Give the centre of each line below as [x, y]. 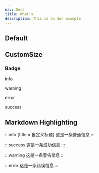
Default [16, 38]
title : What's [19, 14]
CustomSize [24, 55]
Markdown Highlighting [41, 122]
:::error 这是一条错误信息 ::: [32, 166]
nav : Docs [15, 9]
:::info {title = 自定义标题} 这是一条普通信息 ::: [50, 135]
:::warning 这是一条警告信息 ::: [35, 155]
